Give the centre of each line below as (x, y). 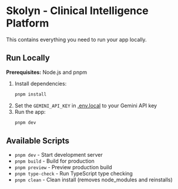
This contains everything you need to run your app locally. (76, 39)
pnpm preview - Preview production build (63, 167)
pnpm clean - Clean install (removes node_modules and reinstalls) (94, 180)
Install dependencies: (41, 83)
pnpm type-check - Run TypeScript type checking (74, 174)
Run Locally (28, 58)
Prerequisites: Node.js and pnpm (46, 72)
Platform (28, 23)
